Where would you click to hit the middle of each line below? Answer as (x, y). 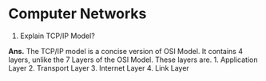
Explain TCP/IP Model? (58, 36)
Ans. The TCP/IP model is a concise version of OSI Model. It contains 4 (126, 51)
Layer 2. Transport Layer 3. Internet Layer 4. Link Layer (99, 67)
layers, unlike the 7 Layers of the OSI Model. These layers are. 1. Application (133, 60)
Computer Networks (77, 14)
